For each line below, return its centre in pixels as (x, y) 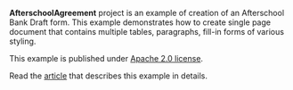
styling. (23, 41)
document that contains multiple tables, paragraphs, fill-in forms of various (147, 32)
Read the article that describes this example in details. (108, 76)
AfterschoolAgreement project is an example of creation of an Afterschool (147, 13)
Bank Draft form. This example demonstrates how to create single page (140, 22)
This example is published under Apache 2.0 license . (106, 58)
